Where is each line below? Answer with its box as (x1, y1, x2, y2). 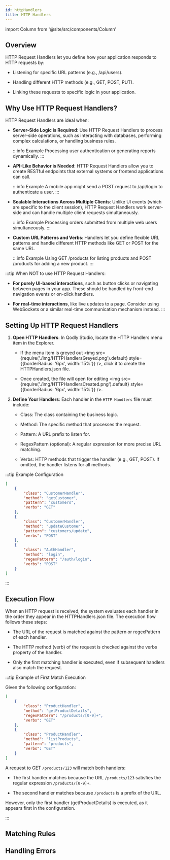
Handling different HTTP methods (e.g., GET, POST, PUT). (12, 79, 134, 85)
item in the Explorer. (12, 339, 55, 346)
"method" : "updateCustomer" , (23, 524, 85, 529)
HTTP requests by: (5, 59, 45, 66)
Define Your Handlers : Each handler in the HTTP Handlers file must (12, 396, 152, 402)
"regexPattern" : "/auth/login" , (23, 557, 92, 562)
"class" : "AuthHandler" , (23, 547, 76, 553)
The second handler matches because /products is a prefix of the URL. (12, 789, 161, 796)
